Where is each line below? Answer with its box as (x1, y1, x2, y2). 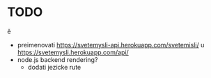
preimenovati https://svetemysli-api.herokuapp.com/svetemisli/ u (17, 40, 205, 49)
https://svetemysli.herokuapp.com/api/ (17, 48, 129, 56)
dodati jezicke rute (27, 63, 81, 71)
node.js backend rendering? (17, 55, 98, 63)
